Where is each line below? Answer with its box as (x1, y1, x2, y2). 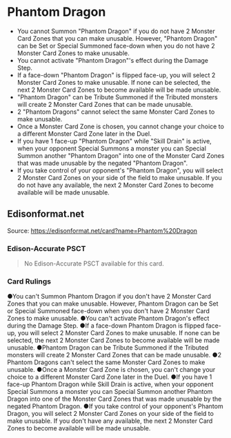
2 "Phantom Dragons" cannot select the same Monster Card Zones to (17, 108, 215, 116)
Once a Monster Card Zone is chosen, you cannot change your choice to (17, 122, 224, 130)
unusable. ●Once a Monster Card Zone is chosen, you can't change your (7, 366, 216, 374)
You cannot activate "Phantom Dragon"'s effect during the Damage (17, 56, 209, 64)
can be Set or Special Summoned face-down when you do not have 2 (17, 41, 215, 50)
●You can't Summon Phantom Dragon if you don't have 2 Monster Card (7, 292, 212, 301)
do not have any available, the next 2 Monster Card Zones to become (17, 181, 214, 189)
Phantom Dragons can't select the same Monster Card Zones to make (7, 358, 205, 366)
